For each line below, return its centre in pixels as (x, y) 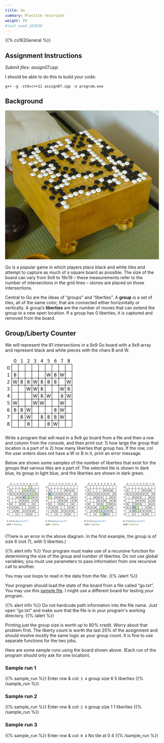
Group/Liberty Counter (41, 333)
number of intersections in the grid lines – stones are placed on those (75, 283)
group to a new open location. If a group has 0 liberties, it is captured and (79, 313)
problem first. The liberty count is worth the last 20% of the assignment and (81, 630)
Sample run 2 (21, 697)
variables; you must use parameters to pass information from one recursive (81, 561)
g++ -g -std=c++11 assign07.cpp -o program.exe (54, 86)
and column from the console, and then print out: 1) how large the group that (82, 443)
